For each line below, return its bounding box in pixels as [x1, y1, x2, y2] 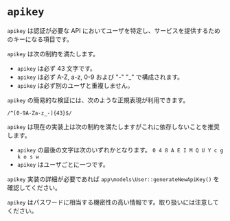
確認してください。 [7, 183, 62, 191]
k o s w [16, 153, 39, 160]
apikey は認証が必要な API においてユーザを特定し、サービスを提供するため [7, 26, 221, 34]
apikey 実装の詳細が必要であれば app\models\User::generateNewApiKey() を [7, 174, 220, 183]
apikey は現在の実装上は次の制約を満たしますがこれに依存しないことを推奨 [7, 122, 220, 130]
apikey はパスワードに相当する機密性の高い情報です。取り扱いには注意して [7, 198, 220, 206]
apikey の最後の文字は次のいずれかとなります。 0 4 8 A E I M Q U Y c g [16, 146, 224, 154]
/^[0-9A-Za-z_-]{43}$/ [7, 109, 72, 117]
